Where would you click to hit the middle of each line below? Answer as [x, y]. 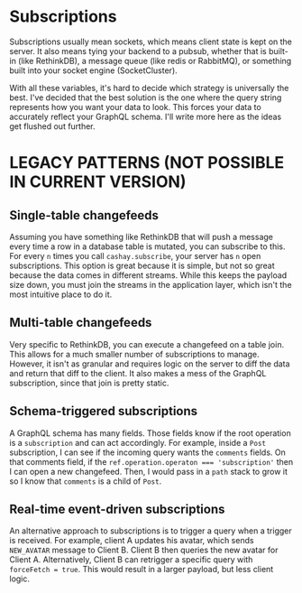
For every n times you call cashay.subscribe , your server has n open [135, 255]
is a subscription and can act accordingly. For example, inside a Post [137, 442]
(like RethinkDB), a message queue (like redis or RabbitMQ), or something [155, 60]
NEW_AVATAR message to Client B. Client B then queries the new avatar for [144, 550]
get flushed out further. [53, 126]
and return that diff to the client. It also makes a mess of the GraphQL [138, 373]
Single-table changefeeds [84, 215]
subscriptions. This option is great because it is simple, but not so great [142, 265]
